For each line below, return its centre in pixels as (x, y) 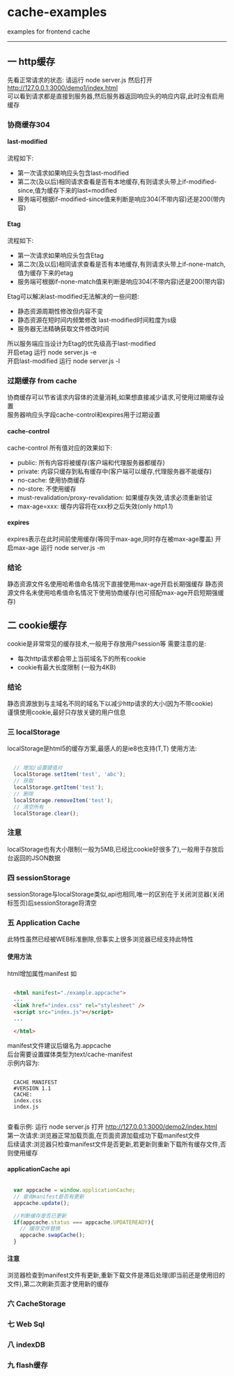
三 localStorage (34, 732)
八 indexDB (26, 1345)
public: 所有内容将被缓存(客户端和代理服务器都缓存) (91, 462)
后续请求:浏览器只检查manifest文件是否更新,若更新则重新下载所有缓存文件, (114, 1144)
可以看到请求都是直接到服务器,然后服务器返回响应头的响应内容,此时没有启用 (116, 96)
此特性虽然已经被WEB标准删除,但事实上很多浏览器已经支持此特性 (100, 939)
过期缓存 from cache (42, 381)
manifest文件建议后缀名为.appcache (59, 1045)
